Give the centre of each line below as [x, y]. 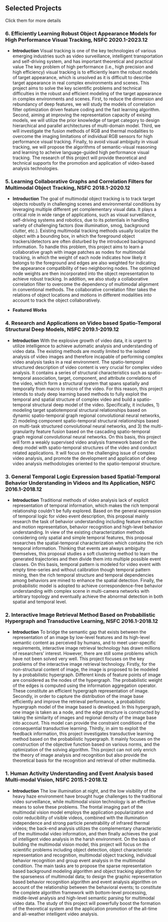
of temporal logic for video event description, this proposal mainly [80, 516]
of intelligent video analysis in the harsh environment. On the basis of [84, 839]
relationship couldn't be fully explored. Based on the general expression [87, 511]
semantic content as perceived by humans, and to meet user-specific [84, 643]
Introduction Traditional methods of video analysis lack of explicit [80, 500]
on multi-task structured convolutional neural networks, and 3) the [81, 426]
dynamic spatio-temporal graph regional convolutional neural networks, [87, 415]
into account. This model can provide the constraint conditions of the [84, 723]
